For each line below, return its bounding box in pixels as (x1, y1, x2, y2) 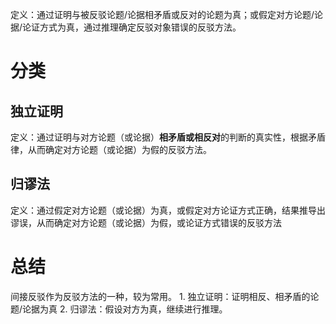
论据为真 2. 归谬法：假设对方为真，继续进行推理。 (22, 303, 228, 315)
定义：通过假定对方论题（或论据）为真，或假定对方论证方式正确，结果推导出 (10, 204, 326, 216)
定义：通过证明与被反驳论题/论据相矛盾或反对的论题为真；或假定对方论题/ (10, 9, 315, 20)
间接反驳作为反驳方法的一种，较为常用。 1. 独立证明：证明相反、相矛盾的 (10, 290, 311, 302)
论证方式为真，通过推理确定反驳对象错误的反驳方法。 (22, 21, 242, 33)
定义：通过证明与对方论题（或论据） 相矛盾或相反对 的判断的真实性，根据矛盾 (10, 131, 326, 143)
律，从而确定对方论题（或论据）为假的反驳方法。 (10, 144, 212, 155)
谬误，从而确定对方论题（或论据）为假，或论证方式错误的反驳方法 (10, 216, 282, 228)
